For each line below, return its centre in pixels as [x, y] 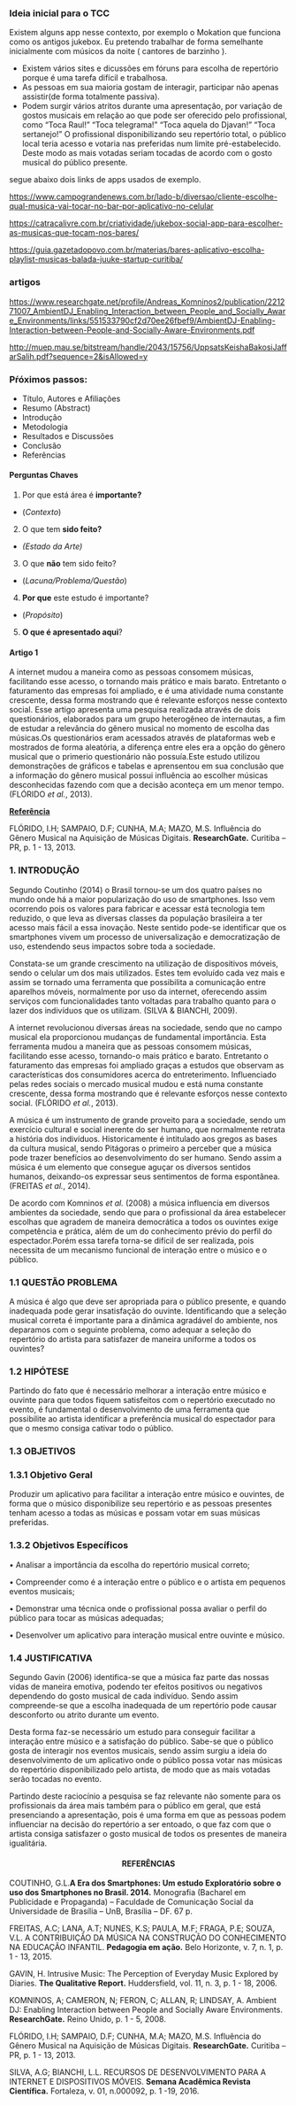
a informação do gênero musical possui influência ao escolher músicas [139, 775]
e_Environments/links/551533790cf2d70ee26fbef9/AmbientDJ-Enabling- [142, 320]
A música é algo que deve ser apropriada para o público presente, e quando [148, 1301]
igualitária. [28, 1843]
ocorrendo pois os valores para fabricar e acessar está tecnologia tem [137, 908]
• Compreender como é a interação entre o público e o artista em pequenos [148, 1582]
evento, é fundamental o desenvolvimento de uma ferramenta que [129, 1409]
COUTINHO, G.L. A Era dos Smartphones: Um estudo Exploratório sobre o [145, 1883]
